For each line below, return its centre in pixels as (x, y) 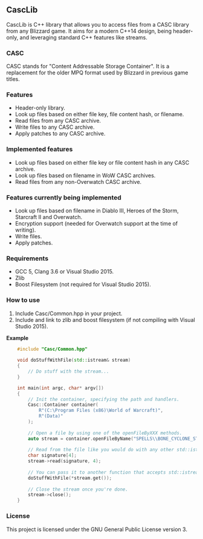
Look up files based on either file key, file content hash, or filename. (99, 114)
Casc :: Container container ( (63, 405)
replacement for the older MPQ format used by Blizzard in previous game (97, 73)
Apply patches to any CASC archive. (60, 134)
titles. (13, 79)
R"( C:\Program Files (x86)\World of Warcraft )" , (101, 411)
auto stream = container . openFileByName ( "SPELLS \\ (93, 439)
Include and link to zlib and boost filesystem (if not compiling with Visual (105, 319)
